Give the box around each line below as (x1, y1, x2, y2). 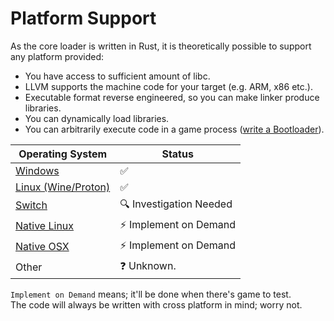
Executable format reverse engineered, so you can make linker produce (24, 91, 320, 103)
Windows (15, 163, 60, 177)
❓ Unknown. (119, 258, 177, 272)
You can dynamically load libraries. (24, 112, 170, 124)
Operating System (18, 147, 108, 161)
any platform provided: (10, 50, 104, 62)
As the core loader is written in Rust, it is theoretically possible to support (10, 40, 312, 52)
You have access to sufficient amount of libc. (24, 70, 211, 82)
